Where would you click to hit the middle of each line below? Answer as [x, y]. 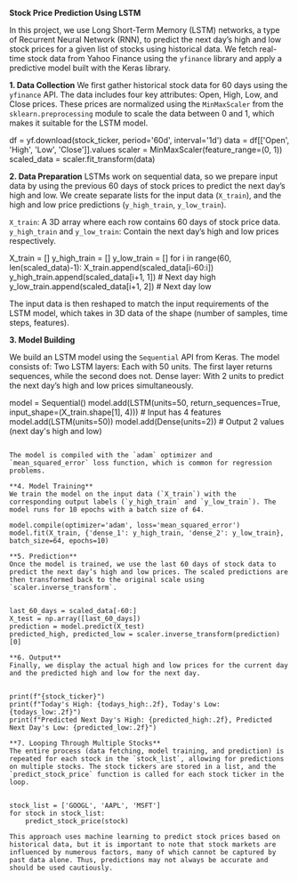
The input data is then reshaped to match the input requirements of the [139, 303]
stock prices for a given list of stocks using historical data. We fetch [133, 49]
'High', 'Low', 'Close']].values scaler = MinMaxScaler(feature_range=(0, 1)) [146, 150]
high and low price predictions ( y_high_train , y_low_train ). [118, 205]
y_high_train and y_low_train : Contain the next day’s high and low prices [144, 231]
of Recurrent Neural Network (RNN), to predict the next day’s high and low [145, 40]
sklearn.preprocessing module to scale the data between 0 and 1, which [142, 113]
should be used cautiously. [61, 868]
